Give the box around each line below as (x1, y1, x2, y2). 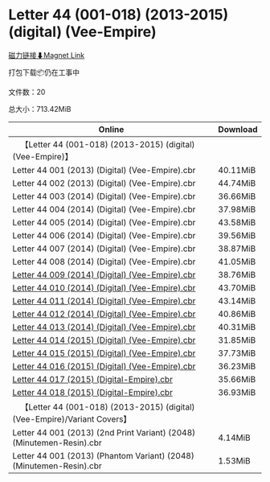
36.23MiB (218, 360, 256, 372)
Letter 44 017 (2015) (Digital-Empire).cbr (12, 373, 173, 385)
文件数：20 (8, 87, 46, 97)
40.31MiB (218, 321, 256, 332)
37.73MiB (218, 348, 256, 359)
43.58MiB (218, 216, 256, 228)
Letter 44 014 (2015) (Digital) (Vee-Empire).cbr (12, 334, 196, 345)
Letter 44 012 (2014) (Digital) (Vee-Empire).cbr (12, 308, 196, 319)
